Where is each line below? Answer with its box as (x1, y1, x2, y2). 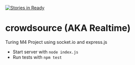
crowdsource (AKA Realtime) (5, 23, 131, 34)
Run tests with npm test (12, 54, 62, 60)
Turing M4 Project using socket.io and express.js (5, 39, 108, 45)
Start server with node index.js (12, 48, 79, 55)
